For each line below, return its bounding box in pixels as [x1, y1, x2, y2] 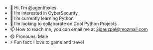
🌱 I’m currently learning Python [9, 15, 74, 21]
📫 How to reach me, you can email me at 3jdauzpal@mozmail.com [9, 26, 148, 32]
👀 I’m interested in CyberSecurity [9, 10, 78, 16]
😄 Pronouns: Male [9, 33, 48, 39]
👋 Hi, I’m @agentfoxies [9, 5, 57, 10]
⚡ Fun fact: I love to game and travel [9, 39, 84, 45]
